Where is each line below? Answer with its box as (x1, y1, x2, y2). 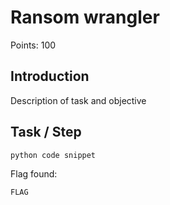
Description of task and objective (10, 94, 147, 106)
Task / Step (10, 124, 82, 141)
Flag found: (10, 168, 58, 180)
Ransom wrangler (10, 6, 160, 29)
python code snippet (10, 150, 97, 160)
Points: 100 (10, 39, 57, 51)
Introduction (10, 68, 90, 85)
